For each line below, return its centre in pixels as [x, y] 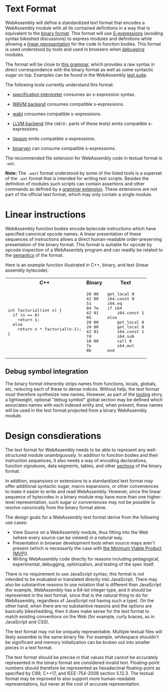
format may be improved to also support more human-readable [70, 678]
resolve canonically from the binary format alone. [56, 507]
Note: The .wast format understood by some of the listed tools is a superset [83, 173]
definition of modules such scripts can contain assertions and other [75, 184]
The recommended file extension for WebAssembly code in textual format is [84, 158]
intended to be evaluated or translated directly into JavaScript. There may [81, 579]
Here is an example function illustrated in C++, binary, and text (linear [77, 265]
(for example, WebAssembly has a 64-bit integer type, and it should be [78, 590]
